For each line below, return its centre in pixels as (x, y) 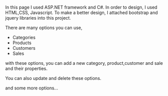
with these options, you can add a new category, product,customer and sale (84, 63)
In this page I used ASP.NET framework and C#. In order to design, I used (81, 7)
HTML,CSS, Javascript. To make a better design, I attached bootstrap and (82, 13)
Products (22, 43)
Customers (24, 48)
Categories (24, 37)
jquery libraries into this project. (38, 18)
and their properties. (26, 68)
